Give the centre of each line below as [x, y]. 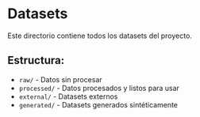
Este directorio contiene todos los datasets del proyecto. [100, 36]
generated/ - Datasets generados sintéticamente [98, 104]
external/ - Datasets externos [68, 96]
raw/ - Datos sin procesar [60, 79]
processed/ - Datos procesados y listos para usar [99, 88]
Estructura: [36, 60]
